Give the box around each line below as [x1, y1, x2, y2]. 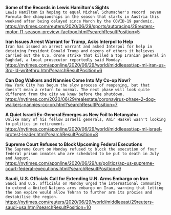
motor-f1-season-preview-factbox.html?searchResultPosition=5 [5, 29, 140, 35]
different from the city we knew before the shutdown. [5, 92, 125, 97]
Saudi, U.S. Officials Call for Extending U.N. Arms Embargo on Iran [5, 176, 148, 181]
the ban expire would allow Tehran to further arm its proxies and [5, 190, 153, 195]
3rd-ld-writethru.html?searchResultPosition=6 [5, 68, 102, 73]
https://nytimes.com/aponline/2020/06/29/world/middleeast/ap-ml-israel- [5, 126, 162, 132]
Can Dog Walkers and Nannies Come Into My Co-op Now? [5, 77, 131, 83]
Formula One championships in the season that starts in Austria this [5, 14, 159, 19]
